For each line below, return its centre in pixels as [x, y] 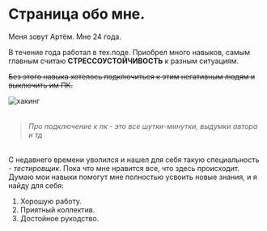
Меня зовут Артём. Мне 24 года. [65, 36]
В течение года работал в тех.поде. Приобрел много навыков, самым [129, 52]
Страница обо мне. [77, 14]
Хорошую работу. [51, 201]
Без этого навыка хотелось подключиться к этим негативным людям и [132, 76]
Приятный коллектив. [57, 210]
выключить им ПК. [41, 85]
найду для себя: [36, 186]
